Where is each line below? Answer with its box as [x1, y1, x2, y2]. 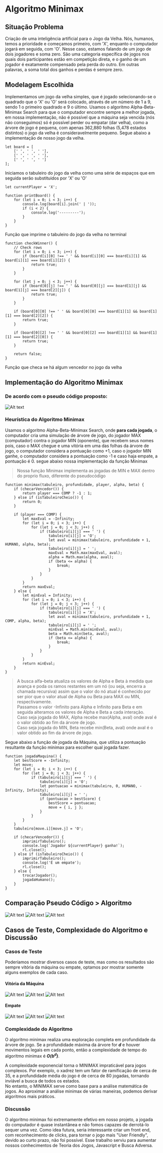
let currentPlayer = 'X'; [5, 184, 57, 189]
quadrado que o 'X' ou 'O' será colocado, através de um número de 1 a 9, [5, 99, 152, 105]
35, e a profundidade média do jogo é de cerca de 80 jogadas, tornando [5, 1073, 149, 1079]
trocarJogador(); [22, 873, 57, 878]
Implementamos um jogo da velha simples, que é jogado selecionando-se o [5, 93, 156, 99]
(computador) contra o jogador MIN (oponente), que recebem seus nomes [5, 437, 154, 443]
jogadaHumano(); [22, 877, 55, 882]
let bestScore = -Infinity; [14, 758, 70, 763]
